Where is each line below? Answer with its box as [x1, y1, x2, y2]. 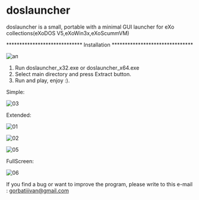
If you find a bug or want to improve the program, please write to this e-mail [6, 180, 193, 187]
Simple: [6, 88, 25, 95]
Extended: [6, 111, 32, 118]
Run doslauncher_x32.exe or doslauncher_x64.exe [14, 64, 139, 71]
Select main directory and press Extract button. [14, 70, 131, 77]
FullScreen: [6, 157, 34, 164]
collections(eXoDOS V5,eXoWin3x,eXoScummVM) [6, 29, 130, 36]
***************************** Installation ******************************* [6, 41, 193, 48]
